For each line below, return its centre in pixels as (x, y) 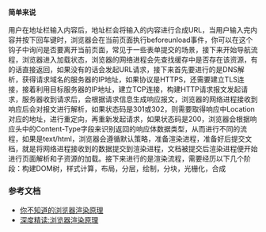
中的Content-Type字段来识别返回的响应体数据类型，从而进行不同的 (131, 129)
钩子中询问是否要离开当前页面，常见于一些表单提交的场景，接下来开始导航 (129, 50)
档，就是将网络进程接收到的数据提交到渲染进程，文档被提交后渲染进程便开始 (133, 149)
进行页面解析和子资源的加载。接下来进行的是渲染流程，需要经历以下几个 (126, 159)
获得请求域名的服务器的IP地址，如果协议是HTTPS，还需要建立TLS (130, 80)
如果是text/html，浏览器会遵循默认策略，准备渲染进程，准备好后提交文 (137, 139)
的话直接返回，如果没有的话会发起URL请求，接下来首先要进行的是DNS (123, 70)
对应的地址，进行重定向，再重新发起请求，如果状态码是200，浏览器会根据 (129, 119)
